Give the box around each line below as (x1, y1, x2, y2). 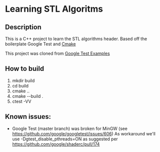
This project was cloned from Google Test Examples (5, 50, 110, 56)
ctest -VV (12, 98, 32, 104)
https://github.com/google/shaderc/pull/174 (12, 141, 100, 147)
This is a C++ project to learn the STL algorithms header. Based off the (5, 36, 147, 42)
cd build (12, 83, 29, 88)
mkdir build (12, 77, 35, 84)
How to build (5, 65, 44, 73)
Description (5, 23, 41, 31)
